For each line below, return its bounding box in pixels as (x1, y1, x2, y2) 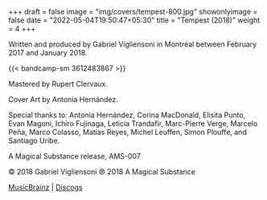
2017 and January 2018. (8, 48, 88, 57)
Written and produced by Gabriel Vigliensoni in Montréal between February (8, 39, 257, 49)
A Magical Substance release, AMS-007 (8, 152, 141, 161)
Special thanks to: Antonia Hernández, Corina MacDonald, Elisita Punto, (8, 110, 246, 120)
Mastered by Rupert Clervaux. (8, 80, 109, 88)
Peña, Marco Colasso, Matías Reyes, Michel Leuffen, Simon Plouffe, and (8, 128, 247, 137)
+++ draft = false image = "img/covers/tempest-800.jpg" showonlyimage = (8, 7, 258, 16)
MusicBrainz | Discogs (8, 182, 83, 192)
